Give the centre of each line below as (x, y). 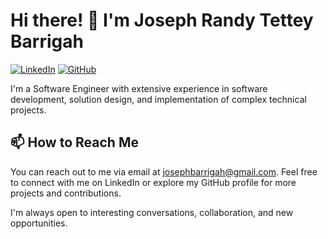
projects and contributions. (66, 193)
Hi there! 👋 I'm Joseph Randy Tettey (162, 20)
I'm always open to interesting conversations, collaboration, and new (152, 212)
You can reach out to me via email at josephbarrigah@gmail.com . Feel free (164, 171)
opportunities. (39, 223)
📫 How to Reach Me (74, 142)
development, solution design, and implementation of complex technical (158, 99)
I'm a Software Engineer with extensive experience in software (139, 88)
